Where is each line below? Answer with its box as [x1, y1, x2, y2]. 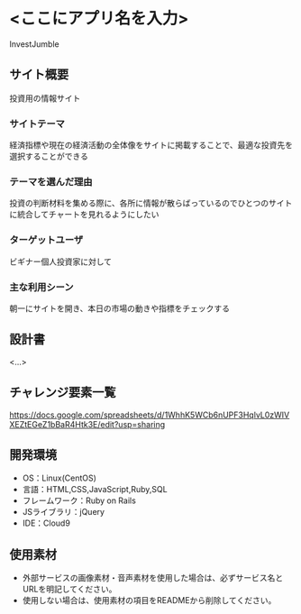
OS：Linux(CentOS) [22, 472, 97, 483]
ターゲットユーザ [9, 234, 84, 246]
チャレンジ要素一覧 [9, 385, 116, 400]
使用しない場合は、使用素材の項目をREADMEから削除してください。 [22, 595, 277, 606]
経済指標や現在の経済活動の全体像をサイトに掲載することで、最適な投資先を [9, 140, 294, 151]
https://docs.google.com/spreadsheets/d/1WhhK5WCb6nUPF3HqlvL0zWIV [9, 409, 290, 420]
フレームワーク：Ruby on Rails [22, 495, 137, 506]
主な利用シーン [9, 280, 74, 293]
